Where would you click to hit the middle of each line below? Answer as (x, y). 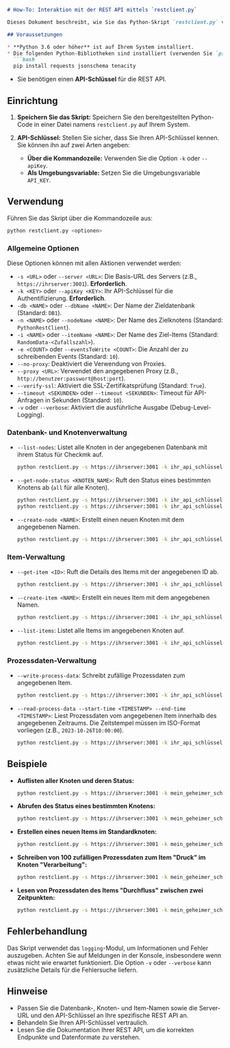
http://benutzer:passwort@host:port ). (71, 378)
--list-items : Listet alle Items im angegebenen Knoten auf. (101, 630)
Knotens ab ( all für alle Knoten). (63, 488)
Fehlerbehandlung (47, 932)
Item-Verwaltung (36, 557)
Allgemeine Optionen (43, 248)
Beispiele (27, 764)
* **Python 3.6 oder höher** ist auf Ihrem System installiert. (101, 47)
